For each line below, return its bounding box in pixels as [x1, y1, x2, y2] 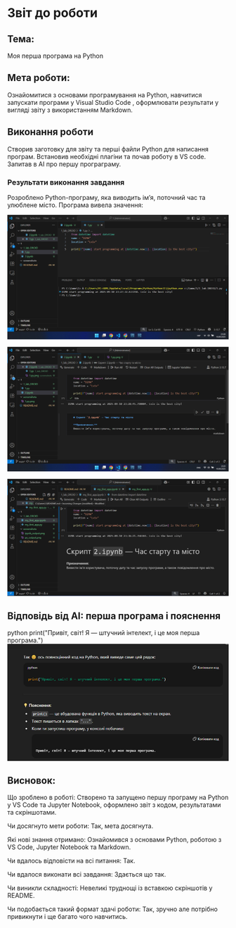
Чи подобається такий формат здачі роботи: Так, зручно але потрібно [7, 905, 218, 913]
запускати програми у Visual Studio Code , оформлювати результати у [7, 98, 219, 106]
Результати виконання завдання [7, 177, 125, 187]
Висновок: [7, 775, 56, 786]
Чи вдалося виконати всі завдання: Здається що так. [7, 870, 166, 879]
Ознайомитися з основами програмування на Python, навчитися [7, 90, 202, 99]
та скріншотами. [7, 808, 57, 817]
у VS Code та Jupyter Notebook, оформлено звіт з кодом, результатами [7, 801, 221, 809]
